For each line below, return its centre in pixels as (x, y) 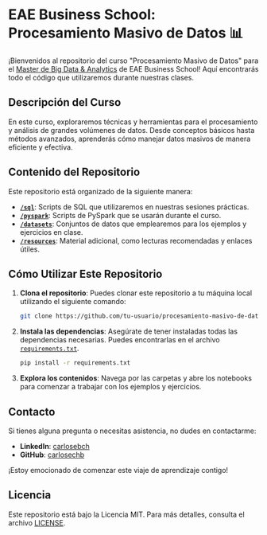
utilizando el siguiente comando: (73, 302)
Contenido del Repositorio (74, 172)
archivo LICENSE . (37, 522)
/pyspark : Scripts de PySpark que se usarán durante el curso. (120, 215)
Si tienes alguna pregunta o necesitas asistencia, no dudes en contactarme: (132, 431)
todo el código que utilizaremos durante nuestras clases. (101, 77)
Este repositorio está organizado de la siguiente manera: (101, 191)
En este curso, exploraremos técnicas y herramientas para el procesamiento (133, 122)
